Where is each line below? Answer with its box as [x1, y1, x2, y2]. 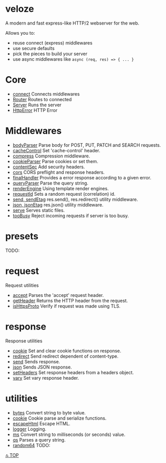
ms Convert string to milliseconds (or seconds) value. [12, 431, 126, 437]
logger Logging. [12, 426, 46, 432]
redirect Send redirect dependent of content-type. [12, 353, 119, 359]
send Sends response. [12, 358, 60, 364]
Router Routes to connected [12, 96, 72, 102]
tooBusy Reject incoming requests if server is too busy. [12, 213, 129, 219]
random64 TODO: [12, 442, 51, 448]
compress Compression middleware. [12, 153, 90, 159]
